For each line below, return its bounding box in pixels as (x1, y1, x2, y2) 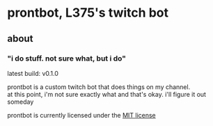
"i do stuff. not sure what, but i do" (7, 54, 127, 63)
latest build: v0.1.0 (7, 69, 59, 77)
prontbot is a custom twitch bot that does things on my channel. (7, 82, 191, 91)
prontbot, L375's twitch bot (7, 5, 169, 21)
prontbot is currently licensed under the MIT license (7, 111, 157, 119)
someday (7, 97, 34, 106)
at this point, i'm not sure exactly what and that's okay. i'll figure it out (7, 90, 207, 98)
